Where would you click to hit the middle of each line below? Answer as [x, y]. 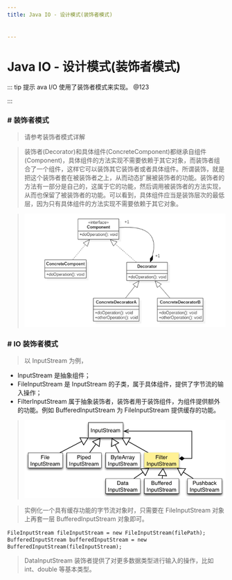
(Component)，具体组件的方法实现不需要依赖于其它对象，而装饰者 [119, 160]
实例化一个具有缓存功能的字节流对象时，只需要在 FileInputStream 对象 [124, 510]
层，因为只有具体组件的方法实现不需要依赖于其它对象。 [103, 203]
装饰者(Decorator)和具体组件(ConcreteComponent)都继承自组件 [115, 151]
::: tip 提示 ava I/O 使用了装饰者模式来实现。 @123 [78, 87]
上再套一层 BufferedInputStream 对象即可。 [86, 519]
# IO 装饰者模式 [33, 344]
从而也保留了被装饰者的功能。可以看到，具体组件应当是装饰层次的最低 [124, 195]
